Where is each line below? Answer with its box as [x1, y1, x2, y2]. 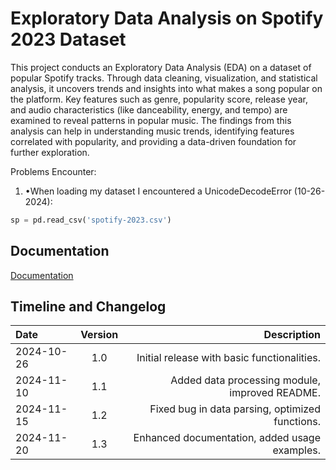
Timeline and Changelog [10, 298, 167, 316]
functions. [273, 415, 321, 429]
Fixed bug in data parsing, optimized [149, 402, 321, 416]
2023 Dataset [10, 28, 127, 51]
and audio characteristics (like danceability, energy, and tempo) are [10, 103, 288, 116]
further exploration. [10, 146, 90, 158]
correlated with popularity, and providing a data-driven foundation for [10, 135, 297, 147]
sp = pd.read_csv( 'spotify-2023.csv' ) [10, 215, 172, 225]
